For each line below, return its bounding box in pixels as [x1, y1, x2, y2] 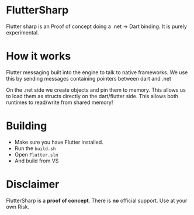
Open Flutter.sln [14, 151, 58, 158]
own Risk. [6, 203, 30, 210]
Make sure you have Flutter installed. [14, 138, 103, 145]
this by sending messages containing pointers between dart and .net [6, 75, 171, 82]
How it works [6, 50, 71, 63]
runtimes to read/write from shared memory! [6, 99, 113, 106]
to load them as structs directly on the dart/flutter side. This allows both [6, 92, 179, 99]
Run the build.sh [14, 144, 56, 152]
